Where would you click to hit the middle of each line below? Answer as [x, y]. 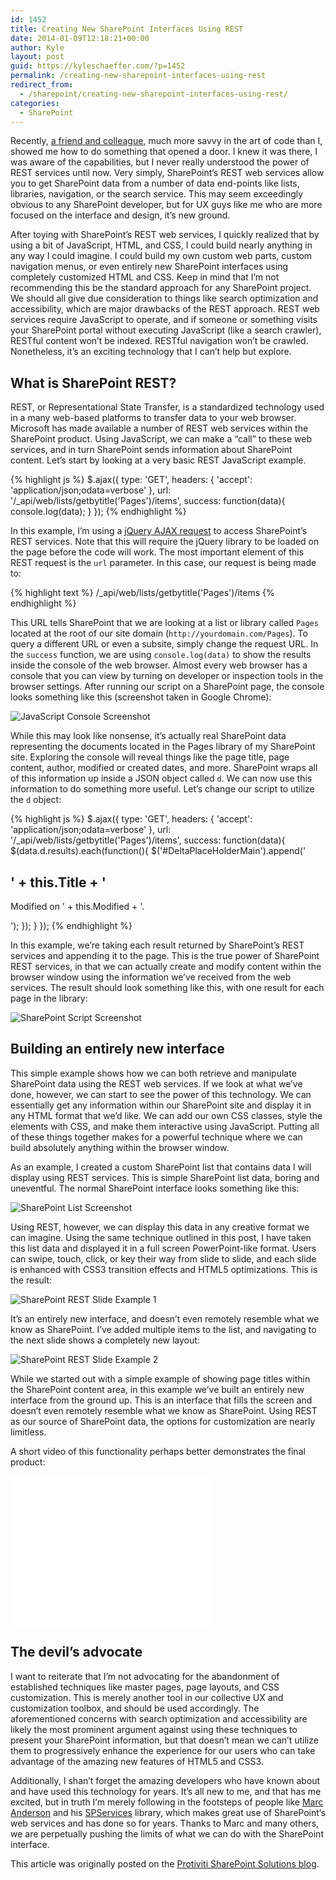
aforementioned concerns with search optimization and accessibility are [159, 1718]
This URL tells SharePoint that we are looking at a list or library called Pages [164, 623]
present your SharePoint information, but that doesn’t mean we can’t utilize [164, 1740]
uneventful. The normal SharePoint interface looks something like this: [155, 1188]
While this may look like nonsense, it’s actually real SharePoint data [148, 736]
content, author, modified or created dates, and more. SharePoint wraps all [164, 768]
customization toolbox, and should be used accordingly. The [135, 1708]
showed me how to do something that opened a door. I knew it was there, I [164, 152]
